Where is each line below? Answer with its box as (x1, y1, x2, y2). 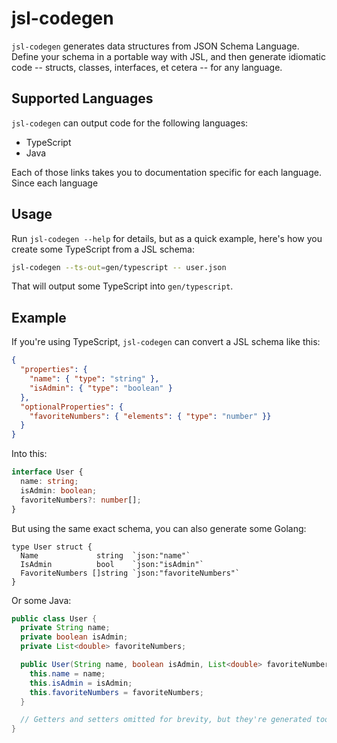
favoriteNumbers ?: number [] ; (20, 495, 142, 505)
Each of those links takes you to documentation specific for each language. (11, 166, 322, 178)
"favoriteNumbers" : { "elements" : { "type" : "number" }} (29, 411, 272, 421)
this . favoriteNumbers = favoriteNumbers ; (29, 687, 204, 697)
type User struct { (11, 542, 93, 552)
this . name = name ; (29, 668, 106, 679)
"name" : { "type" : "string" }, (29, 374, 160, 384)
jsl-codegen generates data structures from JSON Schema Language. (11, 40, 300, 52)
